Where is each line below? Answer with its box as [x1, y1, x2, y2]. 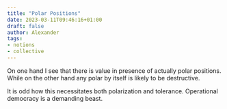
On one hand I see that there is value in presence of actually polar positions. [7, 66, 222, 75]
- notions [7, 42, 36, 48]
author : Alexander [7, 29, 59, 36]
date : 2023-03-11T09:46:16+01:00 [7, 16, 103, 23]
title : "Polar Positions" [7, 10, 81, 17]
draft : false [7, 22, 44, 29]
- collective [7, 48, 44, 55]
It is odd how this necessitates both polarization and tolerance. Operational [7, 87, 219, 95]
